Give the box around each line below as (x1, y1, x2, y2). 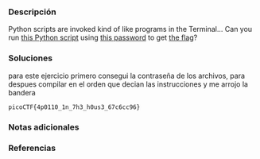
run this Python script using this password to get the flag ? (8, 33, 198, 42)
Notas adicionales (8, 122, 80, 133)
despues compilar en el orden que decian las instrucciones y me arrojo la (8, 79, 249, 89)
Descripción (8, 6, 57, 17)
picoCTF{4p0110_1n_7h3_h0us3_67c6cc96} (8, 103, 141, 111)
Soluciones (8, 52, 53, 64)
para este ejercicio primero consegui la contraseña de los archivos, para (8, 71, 245, 80)
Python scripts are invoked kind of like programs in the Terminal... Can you (8, 25, 253, 34)
